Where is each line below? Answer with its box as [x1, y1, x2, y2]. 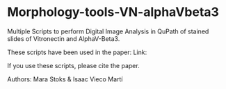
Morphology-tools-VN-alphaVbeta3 [7, 4, 219, 20]
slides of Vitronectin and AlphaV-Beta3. [7, 34, 120, 42]
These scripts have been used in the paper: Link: [7, 48, 147, 56]
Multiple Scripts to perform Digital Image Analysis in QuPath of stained [7, 27, 209, 35]
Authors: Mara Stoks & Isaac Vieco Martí [7, 74, 123, 83]
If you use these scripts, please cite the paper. [7, 61, 140, 70]
